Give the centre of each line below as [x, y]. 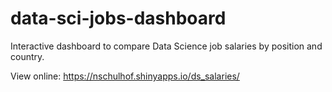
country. [27, 56]
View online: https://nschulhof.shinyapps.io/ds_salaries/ [125, 76]
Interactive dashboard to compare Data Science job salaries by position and [166, 46]
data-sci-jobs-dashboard [118, 18]
